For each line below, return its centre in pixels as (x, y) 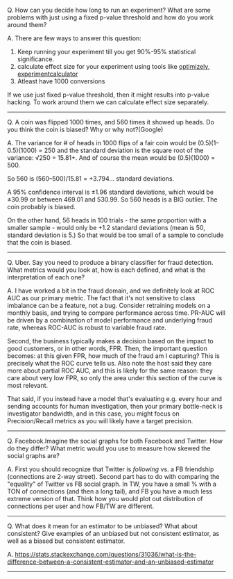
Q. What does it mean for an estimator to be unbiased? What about (102, 526)
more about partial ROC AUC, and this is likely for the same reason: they (110, 370)
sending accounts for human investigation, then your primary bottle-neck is (115, 406)
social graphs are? (34, 456)
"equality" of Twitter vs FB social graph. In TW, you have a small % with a (112, 484)
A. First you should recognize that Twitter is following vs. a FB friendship (111, 469)
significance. (35, 59)
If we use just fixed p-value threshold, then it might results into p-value (108, 95)
